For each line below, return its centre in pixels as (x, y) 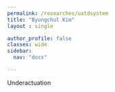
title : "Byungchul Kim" (41, 20)
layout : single (30, 26)
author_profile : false (39, 38)
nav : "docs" (30, 58)
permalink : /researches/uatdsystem (58, 13)
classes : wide (27, 45)
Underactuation (29, 82)
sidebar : (20, 51)
